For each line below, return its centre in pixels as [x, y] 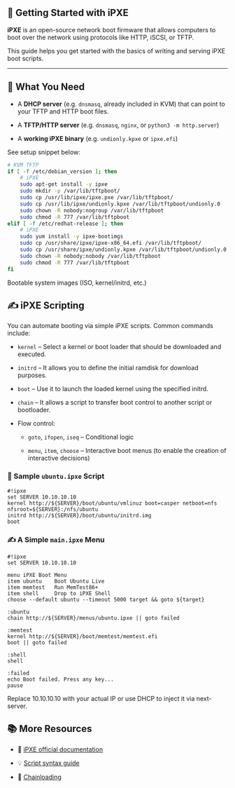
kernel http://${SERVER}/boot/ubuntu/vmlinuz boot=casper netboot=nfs [112, 503]
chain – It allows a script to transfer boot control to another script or [115, 402]
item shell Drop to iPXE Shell [59, 593]
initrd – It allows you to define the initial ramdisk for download [108, 368]
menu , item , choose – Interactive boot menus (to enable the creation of [127, 451]
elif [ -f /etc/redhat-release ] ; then [65, 224]
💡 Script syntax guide [49, 763]
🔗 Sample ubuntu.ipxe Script [56, 476]
